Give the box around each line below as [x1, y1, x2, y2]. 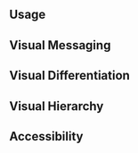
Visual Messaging [9, 38, 111, 53]
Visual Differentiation [9, 68, 131, 83]
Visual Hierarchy [9, 98, 104, 114]
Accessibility [9, 129, 84, 144]
